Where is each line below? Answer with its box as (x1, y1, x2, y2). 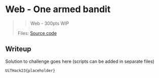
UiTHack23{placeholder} (5, 68, 56, 73)
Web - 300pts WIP (30, 20, 69, 26)
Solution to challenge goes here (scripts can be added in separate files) (5, 58, 154, 64)
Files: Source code (17, 30, 57, 36)
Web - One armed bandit (5, 4, 111, 15)
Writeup (5, 45, 31, 54)
